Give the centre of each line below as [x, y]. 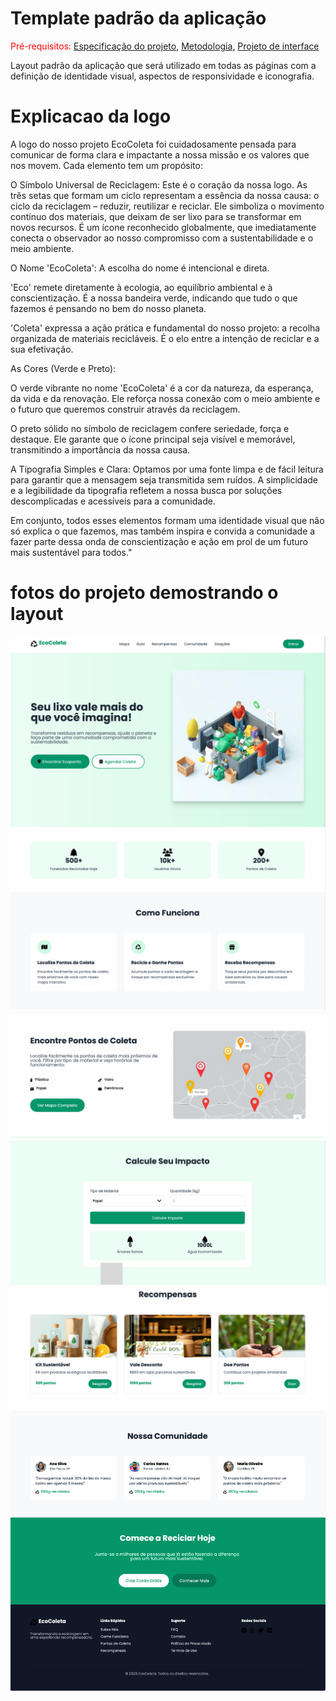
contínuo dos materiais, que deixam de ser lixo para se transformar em [156, 216]
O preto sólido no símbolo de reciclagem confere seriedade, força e [150, 428]
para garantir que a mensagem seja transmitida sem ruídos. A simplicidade [164, 479]
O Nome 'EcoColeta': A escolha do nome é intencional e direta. [140, 268]
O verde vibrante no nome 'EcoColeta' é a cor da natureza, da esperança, [162, 388]
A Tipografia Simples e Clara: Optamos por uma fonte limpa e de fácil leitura [167, 469]
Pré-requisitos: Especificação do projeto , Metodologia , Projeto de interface [165, 46]
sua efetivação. [42, 349]
